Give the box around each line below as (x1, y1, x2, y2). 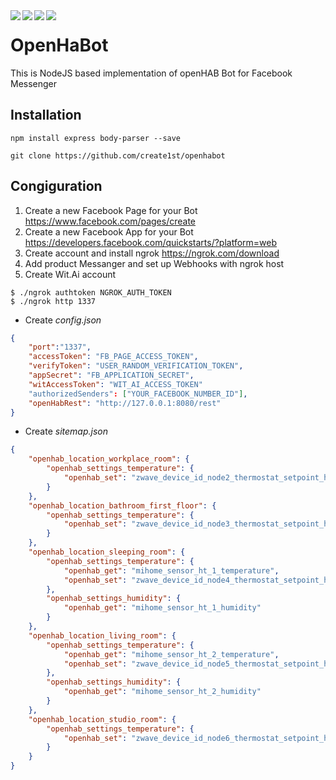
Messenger (10, 77, 58, 89)
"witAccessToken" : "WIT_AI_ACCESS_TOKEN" (28, 379, 203, 389)
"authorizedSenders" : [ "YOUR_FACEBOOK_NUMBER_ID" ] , (28, 389, 248, 399)
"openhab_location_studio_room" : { (28, 714, 177, 724)
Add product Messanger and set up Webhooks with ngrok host (24, 257, 285, 269)
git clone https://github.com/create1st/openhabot (10, 150, 226, 161)
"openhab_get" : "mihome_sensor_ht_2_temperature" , (63, 649, 280, 659)
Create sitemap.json (24, 425, 108, 438)
